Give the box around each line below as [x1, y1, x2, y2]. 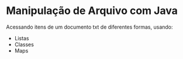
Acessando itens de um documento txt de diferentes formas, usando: [6, 23, 174, 30]
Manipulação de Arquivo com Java [6, 4, 178, 18]
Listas [14, 34, 29, 41]
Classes [14, 41, 34, 48]
